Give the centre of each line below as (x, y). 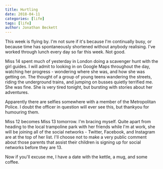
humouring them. (22, 112)
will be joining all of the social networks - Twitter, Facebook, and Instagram (80, 132)
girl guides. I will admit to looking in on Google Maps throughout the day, (78, 67)
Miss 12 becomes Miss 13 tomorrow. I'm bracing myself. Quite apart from (78, 122)
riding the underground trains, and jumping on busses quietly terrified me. (79, 82)
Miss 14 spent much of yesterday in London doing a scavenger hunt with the (81, 61)
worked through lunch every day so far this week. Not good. (65, 52)
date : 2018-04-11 (23, 14)
